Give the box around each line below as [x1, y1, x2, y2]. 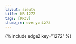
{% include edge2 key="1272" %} [5, 33, 72, 39]
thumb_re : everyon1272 [5, 20, 51, 25]
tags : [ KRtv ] [5, 16, 31, 21]
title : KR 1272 [5, 11, 36, 16]
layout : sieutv [5, 7, 36, 12]
